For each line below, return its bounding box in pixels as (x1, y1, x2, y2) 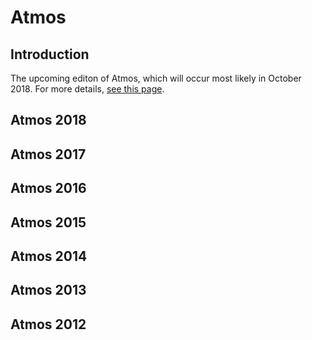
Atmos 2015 (10, 214, 87, 231)
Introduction (10, 46, 90, 63)
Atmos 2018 (10, 112, 87, 129)
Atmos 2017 (10, 146, 87, 163)
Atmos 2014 (10, 247, 88, 265)
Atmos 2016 (10, 180, 87, 197)
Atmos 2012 (10, 316, 87, 333)
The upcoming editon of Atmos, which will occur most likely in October (10, 72, 302, 84)
